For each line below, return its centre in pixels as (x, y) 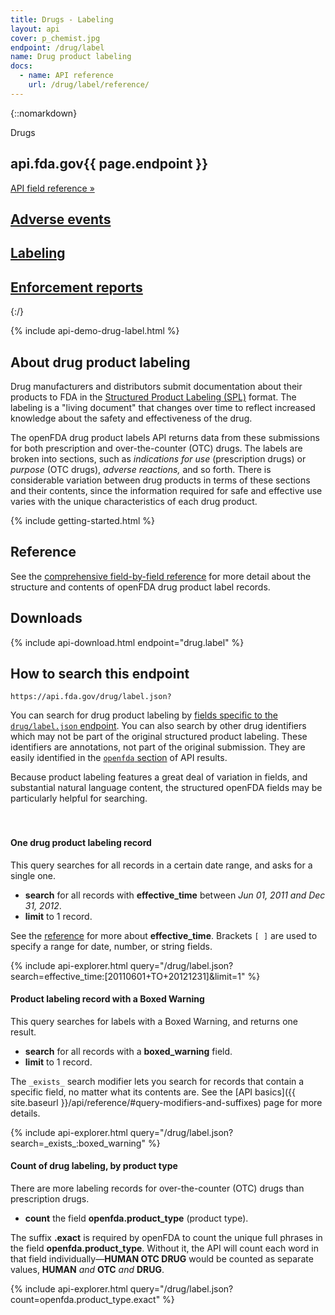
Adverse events (61, 219)
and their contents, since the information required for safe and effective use (166, 490)
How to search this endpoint (100, 673)
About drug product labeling (100, 362)
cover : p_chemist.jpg (55, 38)
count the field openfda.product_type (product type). (136, 1218)
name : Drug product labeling (71, 57)
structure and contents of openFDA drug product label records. (140, 587)
